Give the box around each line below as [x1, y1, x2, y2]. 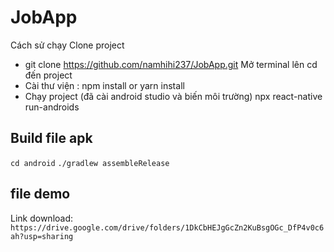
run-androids [24, 101, 80, 113]
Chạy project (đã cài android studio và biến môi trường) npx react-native [24, 90, 323, 102]
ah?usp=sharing [10, 231, 74, 241]
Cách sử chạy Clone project [10, 39, 125, 51]
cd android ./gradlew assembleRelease [10, 158, 170, 168]
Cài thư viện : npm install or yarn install [24, 79, 185, 91]
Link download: [10, 212, 74, 224]
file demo [10, 186, 71, 203]
